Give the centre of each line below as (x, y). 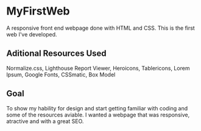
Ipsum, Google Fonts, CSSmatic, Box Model (61, 75)
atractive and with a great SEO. (45, 121)
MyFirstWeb (38, 11)
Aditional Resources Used (56, 54)
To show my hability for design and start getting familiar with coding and (97, 108)
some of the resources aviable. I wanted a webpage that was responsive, (98, 115)
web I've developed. (32, 34)
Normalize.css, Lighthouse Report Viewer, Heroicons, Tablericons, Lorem (98, 68)
